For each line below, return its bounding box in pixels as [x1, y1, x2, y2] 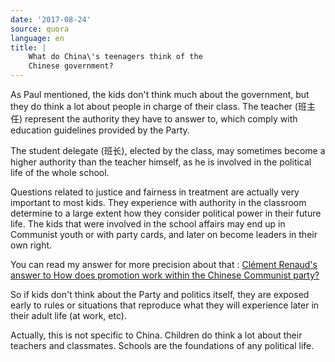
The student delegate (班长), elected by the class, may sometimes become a [10, 145, 326, 156]
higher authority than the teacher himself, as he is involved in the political [10, 156, 312, 168]
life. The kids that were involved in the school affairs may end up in [10, 218, 286, 230]
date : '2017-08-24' [10, 14, 92, 25]
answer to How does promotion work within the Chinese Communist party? [10, 269, 320, 281]
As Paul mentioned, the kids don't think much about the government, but [10, 89, 310, 100]
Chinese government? [28, 61, 114, 71]
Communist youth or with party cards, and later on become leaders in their [10, 229, 318, 240]
